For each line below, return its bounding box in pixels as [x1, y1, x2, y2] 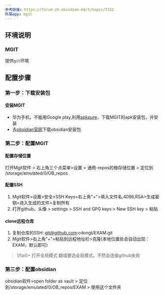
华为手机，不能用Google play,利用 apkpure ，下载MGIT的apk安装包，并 [12, 114, 154, 120]
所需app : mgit [5, 12, 33, 17]
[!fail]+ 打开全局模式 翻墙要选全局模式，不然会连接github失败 [17, 252, 141, 258]
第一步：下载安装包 [5, 89, 50, 96]
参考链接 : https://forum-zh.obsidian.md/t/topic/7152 [5, 7, 114, 12]
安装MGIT [5, 102, 25, 108]
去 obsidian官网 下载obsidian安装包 [12, 126, 81, 132]
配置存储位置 [5, 153, 31, 159]
